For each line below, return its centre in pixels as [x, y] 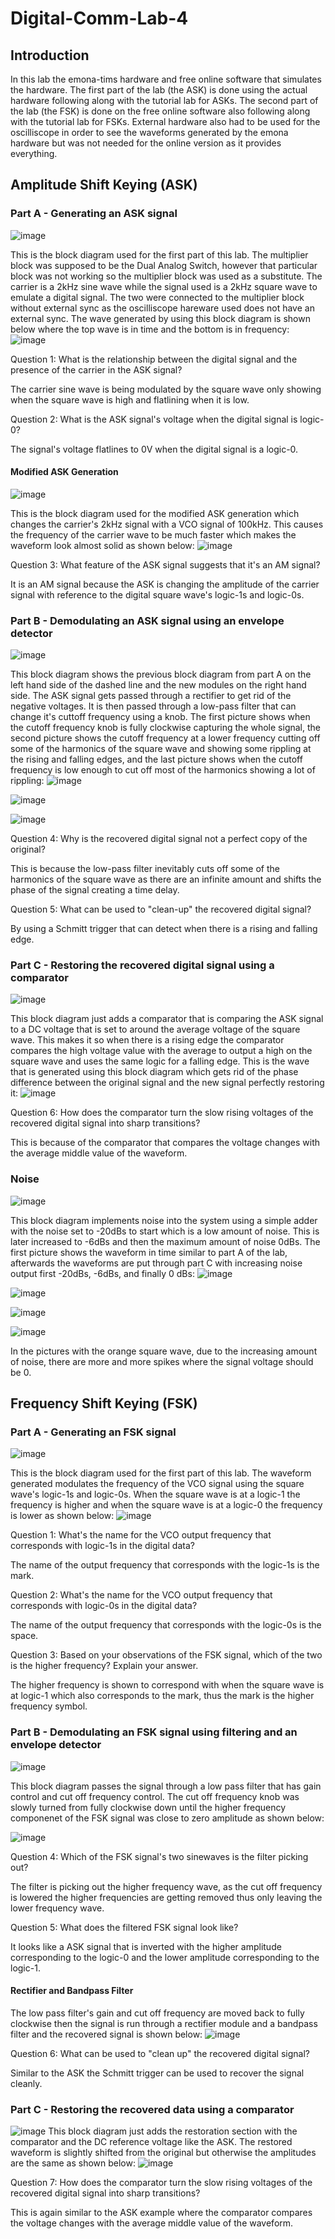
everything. [34, 153]
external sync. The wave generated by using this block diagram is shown [160, 318]
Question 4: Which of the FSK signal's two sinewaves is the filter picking [159, 1856]
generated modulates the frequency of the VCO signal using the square [157, 1484]
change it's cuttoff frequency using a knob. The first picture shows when [160, 717]
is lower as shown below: [62, 1516]
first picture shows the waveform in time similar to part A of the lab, [149, 1252]
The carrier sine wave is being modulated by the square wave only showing [166, 389]
